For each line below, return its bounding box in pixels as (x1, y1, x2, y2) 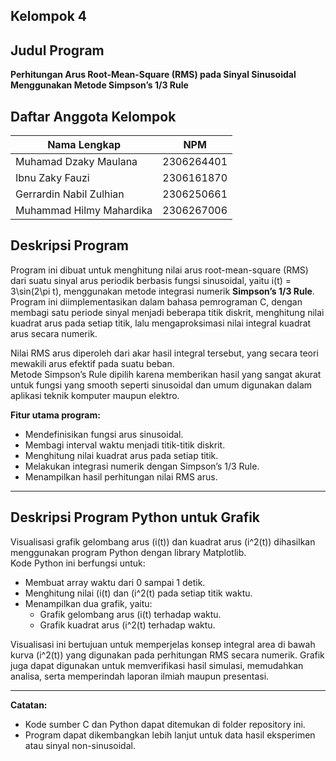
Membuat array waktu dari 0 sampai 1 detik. (24, 576, 206, 588)
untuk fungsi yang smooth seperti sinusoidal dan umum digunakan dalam (10, 379, 313, 391)
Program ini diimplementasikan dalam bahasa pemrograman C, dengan (10, 295, 303, 308)
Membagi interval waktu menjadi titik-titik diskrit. (24, 439, 226, 451)
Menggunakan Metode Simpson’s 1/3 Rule (10, 79, 189, 91)
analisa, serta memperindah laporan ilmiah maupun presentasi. (10, 670, 270, 682)
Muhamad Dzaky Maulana (15, 155, 138, 169)
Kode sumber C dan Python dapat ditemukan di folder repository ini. (24, 718, 306, 730)
